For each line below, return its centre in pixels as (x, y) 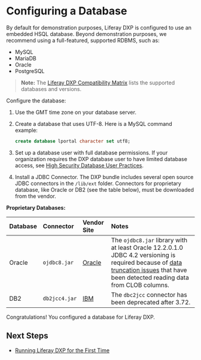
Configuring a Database (67, 11)
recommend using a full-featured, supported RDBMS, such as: (83, 40)
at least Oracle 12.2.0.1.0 (147, 247)
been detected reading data (150, 277)
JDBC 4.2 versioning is (143, 255)
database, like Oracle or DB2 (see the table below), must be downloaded (104, 189)
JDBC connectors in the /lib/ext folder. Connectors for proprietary (98, 183)
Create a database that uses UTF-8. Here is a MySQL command (93, 123)
